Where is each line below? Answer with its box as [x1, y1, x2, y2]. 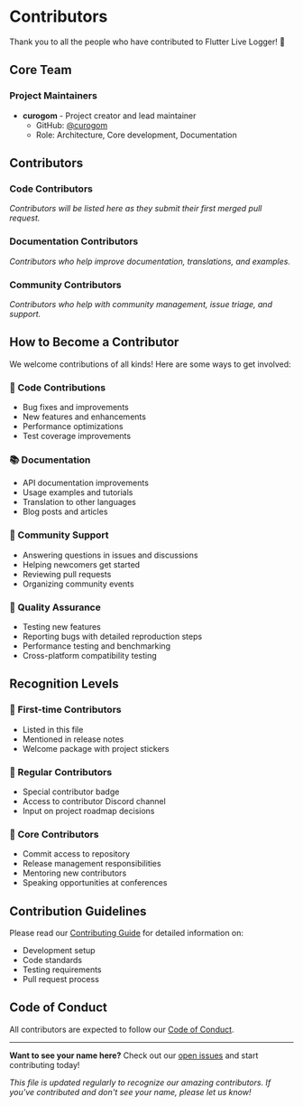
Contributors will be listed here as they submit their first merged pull [9, 203, 262, 214]
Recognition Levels [9, 676, 119, 692]
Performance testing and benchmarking [22, 640, 171, 651]
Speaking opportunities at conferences [22, 877, 168, 888]
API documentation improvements [22, 477, 149, 489]
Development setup [22, 945, 96, 955]
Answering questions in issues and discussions [22, 549, 198, 560]
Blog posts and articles [22, 506, 108, 517]
